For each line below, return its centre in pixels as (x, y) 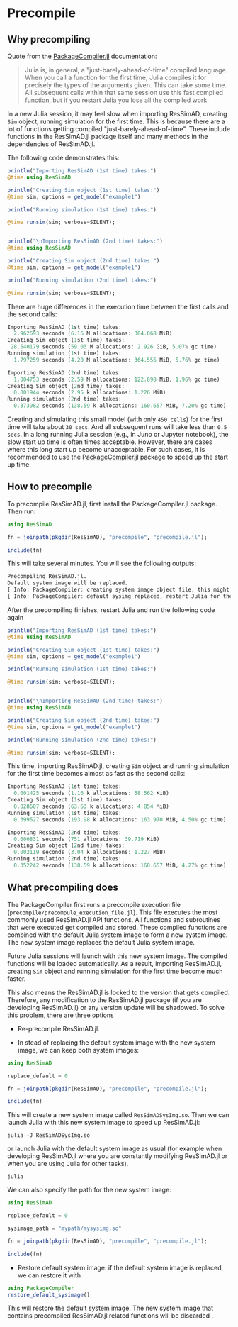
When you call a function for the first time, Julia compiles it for (115, 77)
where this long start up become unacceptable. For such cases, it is (106, 449)
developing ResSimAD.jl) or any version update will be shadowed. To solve (116, 1007)
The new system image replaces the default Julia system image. (101, 942)
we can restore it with (49, 1275)
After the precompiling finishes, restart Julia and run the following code (111, 610)
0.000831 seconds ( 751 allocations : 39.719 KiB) (87, 839)
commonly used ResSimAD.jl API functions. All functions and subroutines (114, 919)
